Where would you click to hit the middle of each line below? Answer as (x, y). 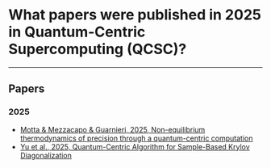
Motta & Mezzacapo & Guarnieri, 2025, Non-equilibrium (113, 129)
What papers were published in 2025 (135, 15)
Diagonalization (46, 155)
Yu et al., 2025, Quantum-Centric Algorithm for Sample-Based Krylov (135, 146)
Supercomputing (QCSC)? (98, 49)
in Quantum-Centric (77, 32)
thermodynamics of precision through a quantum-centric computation (136, 138)
